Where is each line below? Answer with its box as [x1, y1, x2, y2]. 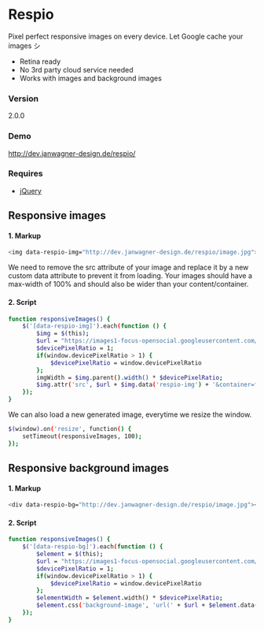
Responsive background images [8, 462, 169, 475]
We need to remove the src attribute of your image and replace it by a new [8, 262, 249, 273]
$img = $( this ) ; [36, 329, 90, 338]
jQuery [19, 186, 42, 195]
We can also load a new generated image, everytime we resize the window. [8, 410, 252, 419]
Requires [8, 168, 43, 179]
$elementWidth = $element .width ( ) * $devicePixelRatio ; [36, 594, 223, 602]
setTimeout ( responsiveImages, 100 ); [22, 432, 143, 440]
